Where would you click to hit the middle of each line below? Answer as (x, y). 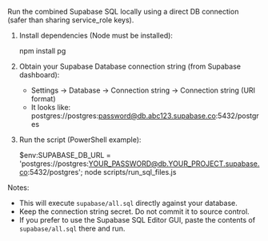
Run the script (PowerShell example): (80, 140)
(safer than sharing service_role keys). (71, 20)
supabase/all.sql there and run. (72, 228)
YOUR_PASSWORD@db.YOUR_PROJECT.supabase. (174, 164)
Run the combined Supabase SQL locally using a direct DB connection (123, 12)
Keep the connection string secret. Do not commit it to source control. (134, 211)
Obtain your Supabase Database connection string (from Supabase (130, 66)
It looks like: (51, 107)
